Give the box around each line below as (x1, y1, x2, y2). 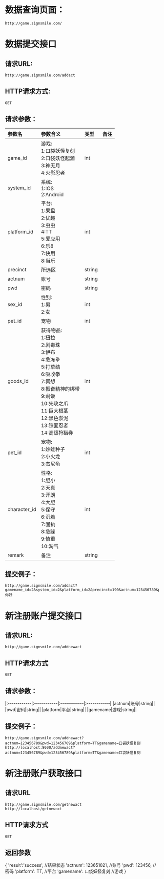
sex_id (7, 301, 22, 307)
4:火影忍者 (41, 169, 65, 176)
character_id (7, 506, 37, 512)
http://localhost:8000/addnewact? (5, 745, 76, 750)
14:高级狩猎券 (41, 429, 73, 436)
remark (7, 552, 24, 558)
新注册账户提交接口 (5, 611, 82, 621)
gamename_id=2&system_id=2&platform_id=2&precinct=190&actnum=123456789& (5, 588, 159, 593)
